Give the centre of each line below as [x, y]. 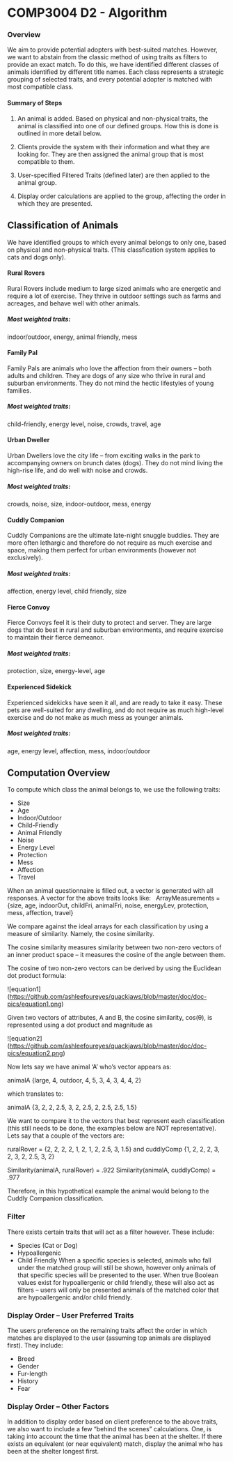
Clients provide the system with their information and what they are [113, 146]
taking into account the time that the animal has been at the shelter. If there [115, 1437]
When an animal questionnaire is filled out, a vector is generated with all [110, 891]
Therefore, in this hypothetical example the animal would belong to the [108, 1191]
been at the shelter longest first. [53, 1452]
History [28, 1381]
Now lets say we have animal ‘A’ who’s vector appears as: [89, 1067]
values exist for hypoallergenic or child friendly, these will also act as [116, 1282]
